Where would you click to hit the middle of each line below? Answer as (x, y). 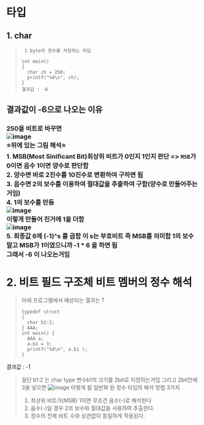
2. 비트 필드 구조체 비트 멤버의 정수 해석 (99, 282)
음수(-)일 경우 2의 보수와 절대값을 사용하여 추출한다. (93, 408)
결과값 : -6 (35, 89)
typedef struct (41, 312)
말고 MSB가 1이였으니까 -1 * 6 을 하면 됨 (62, 246)
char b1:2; (41, 323)
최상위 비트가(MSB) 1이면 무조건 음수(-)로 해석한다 (91, 401)
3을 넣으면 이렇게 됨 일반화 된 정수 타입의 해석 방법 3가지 (100, 388)
